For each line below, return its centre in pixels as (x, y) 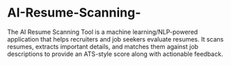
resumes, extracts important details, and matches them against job (103, 46)
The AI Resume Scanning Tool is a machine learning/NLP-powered (103, 32)
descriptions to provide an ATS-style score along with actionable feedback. (115, 54)
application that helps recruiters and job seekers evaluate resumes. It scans (115, 39)
